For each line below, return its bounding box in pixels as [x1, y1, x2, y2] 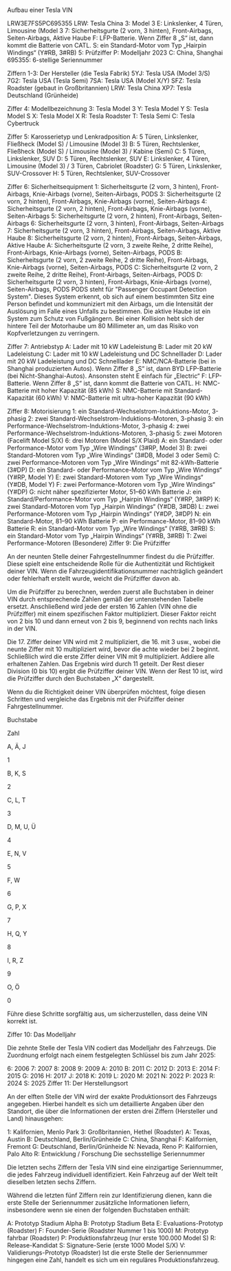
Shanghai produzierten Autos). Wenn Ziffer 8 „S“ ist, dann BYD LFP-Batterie [7, 365, 222, 372]
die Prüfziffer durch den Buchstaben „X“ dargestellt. [7, 674, 155, 682]
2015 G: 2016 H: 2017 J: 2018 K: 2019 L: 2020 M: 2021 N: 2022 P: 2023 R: [7, 1072, 215, 1080]
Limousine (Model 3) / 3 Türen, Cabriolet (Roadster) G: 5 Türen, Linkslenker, [7, 162, 222, 170]
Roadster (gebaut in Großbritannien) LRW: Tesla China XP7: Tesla [7, 84, 192, 92]
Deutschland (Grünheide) [7, 91, 79, 99]
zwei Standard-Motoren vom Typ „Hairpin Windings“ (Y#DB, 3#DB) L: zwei [7, 503, 219, 510]
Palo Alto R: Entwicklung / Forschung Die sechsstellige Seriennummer [7, 1150, 205, 1158]
